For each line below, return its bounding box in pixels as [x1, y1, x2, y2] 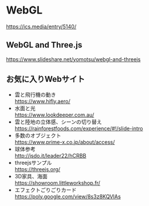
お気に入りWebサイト [6, 74, 85, 84]
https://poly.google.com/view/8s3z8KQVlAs [14, 192, 121, 200]
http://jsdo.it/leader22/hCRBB [14, 152, 87, 159]
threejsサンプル [14, 159, 52, 166]
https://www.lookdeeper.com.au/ [14, 111, 94, 118]
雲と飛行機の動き [14, 91, 56, 98]
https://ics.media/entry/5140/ [6, 23, 77, 30]
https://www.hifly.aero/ [14, 98, 70, 105]
